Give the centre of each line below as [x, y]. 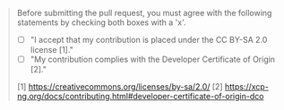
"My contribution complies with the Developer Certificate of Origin [152, 59]
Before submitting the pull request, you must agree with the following [144, 13]
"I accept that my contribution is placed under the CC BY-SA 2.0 [149, 40]
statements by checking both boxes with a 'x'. [101, 22]
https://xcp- [247, 87]
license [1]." [52, 50]
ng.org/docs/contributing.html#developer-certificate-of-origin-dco [140, 97]
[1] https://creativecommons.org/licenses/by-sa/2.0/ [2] [120, 87]
